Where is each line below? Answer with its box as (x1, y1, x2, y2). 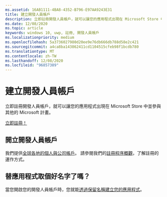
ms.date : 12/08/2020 (5, 21, 48, 26)
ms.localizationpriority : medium (5, 35, 75, 40)
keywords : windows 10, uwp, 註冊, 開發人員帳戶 (5, 30, 99, 35)
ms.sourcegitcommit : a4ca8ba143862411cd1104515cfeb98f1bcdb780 (5, 44, 139, 49)
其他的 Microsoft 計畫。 (5, 109, 54, 115)
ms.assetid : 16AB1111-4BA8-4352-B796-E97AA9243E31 (5, 7, 112, 12)
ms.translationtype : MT (5, 49, 55, 54)
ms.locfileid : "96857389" (5, 63, 59, 68)
